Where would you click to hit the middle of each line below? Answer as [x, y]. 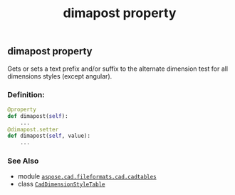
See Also [23, 161]
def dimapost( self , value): [49, 136]
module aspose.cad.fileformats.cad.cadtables [87, 176]
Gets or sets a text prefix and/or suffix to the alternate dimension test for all [118, 69]
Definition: [26, 94]
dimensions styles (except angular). [60, 76]
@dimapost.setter [33, 129]
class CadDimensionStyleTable [61, 184]
